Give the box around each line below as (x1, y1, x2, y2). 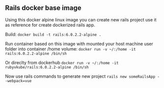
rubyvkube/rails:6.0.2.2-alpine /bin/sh (5, 65, 89, 70)
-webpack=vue (5, 78, 32, 83)
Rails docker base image (5, 4, 82, 12)
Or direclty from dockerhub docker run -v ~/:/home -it (5, 59, 119, 65)
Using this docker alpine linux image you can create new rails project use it (5, 17, 157, 22)
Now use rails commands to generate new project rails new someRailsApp (5, 73, 156, 79)
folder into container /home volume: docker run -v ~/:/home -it (5, 46, 136, 52)
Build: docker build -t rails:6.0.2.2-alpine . (5, 31, 102, 37)
